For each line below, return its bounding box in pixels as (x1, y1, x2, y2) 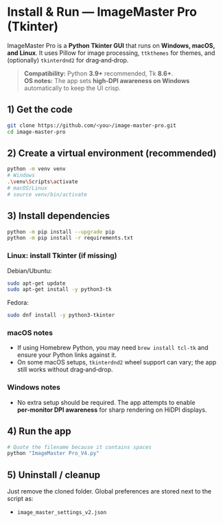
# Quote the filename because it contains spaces (7, 443, 152, 450)
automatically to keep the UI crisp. (23, 84, 121, 92)
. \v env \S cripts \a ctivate (7, 178, 78, 185)
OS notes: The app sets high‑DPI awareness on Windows (23, 76, 190, 84)
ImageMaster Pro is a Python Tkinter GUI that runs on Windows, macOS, (7, 41, 215, 49)
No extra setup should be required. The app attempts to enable (16, 398, 196, 406)
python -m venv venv (7, 165, 67, 172)
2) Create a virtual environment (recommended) (7, 147, 217, 159)
